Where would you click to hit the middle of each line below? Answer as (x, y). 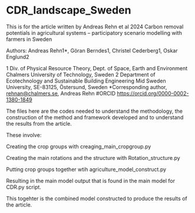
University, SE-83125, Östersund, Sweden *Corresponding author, (87, 87)
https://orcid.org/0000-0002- (153, 93)
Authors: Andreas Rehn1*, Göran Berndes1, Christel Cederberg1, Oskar (92, 50)
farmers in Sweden (29, 39)
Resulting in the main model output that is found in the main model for (91, 181)
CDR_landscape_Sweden (69, 10)
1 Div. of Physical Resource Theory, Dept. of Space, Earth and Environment (97, 68)
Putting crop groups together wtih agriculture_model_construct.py (86, 169)
